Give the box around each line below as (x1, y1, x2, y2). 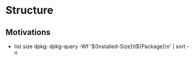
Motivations (5, 27, 51, 37)
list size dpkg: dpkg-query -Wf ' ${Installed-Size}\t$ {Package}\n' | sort (14, 43, 186, 50)
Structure (5, 4, 54, 17)
